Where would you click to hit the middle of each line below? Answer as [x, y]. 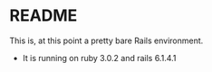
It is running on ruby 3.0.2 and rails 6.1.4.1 [99, 58]
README [43, 16]
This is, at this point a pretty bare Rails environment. [106, 40]
